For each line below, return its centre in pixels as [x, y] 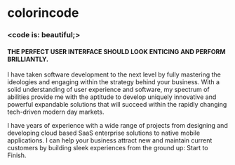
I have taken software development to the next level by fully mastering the [114, 74]
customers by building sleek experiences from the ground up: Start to [108, 148]
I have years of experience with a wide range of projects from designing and [117, 126]
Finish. [17, 155]
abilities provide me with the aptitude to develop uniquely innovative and [112, 97]
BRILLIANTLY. [28, 59]
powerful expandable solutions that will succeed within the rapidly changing [117, 105]
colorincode [43, 13]
